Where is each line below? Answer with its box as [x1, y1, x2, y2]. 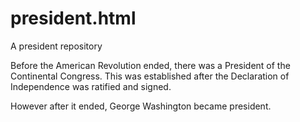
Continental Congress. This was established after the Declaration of [10, 70, 290, 82]
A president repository [10, 40, 103, 52]
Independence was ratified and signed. [10, 80, 172, 92]
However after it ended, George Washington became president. [10, 100, 272, 112]
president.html [10, 7, 137, 30]
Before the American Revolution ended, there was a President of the [10, 59, 291, 71]
